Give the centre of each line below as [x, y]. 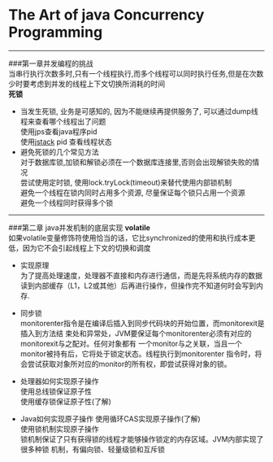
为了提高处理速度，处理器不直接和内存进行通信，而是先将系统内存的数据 [141, 275]
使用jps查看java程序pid [58, 131]
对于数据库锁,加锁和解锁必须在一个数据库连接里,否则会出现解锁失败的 [136, 162]
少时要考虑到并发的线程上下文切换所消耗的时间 [87, 84]
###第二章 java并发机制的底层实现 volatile [79, 227]
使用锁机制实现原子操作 [59, 429]
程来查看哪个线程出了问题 [63, 121]
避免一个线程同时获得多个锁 [67, 203]
